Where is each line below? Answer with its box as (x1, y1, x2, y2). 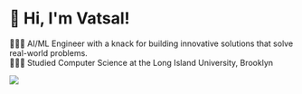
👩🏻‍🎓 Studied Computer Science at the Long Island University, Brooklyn (9, 57, 274, 68)
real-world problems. (9, 47, 88, 58)
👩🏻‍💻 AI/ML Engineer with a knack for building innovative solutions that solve (9, 38, 294, 49)
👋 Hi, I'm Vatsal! (9, 8, 130, 29)
